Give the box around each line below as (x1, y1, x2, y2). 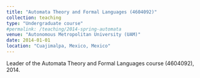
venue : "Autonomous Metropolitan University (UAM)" (6, 32, 141, 38)
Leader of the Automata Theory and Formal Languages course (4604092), (6, 59, 194, 67)
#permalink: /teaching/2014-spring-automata (6, 26, 122, 32)
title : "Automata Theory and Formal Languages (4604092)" (6, 9, 157, 15)
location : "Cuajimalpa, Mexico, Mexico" (6, 43, 111, 49)
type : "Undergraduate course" (6, 20, 84, 26)
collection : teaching (6, 15, 62, 21)
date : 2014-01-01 (6, 37, 51, 43)
